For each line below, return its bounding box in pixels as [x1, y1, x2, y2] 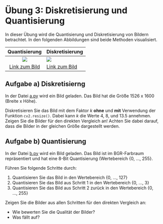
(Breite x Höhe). [5, 98, 37, 104]
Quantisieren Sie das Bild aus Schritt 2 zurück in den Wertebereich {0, [12, 185, 154, 191]
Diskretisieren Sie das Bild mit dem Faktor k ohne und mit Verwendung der [5, 108, 156, 113]
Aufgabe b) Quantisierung [5, 137, 87, 146]
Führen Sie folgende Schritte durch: [5, 165, 77, 171]
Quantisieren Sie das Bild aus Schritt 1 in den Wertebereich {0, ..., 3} [12, 179, 149, 185]
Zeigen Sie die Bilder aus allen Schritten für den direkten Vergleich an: [5, 200, 146, 205]
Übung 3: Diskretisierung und [5, 5, 128, 16]
